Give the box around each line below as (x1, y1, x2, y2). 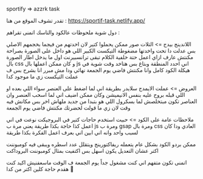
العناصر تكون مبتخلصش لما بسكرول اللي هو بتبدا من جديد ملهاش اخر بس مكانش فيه (6, 97, 198, 105)
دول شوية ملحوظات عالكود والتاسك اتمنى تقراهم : (6, 29, 120, 36)
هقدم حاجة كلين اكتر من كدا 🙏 (6, 166, 74, 172)
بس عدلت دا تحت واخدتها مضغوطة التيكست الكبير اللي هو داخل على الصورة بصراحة (6, 47, 196, 54)
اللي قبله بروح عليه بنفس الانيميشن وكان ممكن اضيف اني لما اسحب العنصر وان (6, 91, 185, 98)
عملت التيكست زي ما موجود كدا (6, 73, 79, 80)
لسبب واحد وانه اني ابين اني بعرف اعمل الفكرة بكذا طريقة (6, 129, 139, 136)
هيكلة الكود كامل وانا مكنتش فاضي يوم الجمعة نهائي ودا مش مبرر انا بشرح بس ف (6, 66, 190, 74)
